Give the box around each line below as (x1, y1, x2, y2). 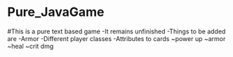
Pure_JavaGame (7, 4, 105, 20)
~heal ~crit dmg (7, 42, 54, 50)
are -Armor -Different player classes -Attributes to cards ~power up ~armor (7, 34, 226, 42)
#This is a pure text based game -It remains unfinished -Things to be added (7, 27, 226, 35)
